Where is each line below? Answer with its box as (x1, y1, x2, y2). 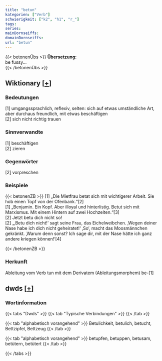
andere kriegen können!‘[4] (5, 236, 61, 242)
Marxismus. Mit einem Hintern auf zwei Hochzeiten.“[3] (5, 209, 120, 215)
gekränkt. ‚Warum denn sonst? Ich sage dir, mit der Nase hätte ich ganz (5, 230, 152, 236)
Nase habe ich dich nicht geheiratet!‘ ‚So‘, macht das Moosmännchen (5, 225, 147, 231)
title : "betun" (5, 7, 37, 13)
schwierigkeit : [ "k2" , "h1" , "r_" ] (5, 17, 79, 22)
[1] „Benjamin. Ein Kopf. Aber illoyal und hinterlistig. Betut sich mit (5, 204, 140, 210)
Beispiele (5, 182, 28, 189)
